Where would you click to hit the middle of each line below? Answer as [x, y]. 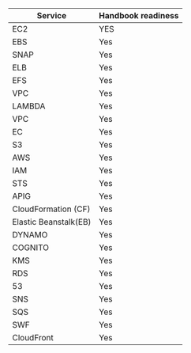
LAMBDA [29, 106]
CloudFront [33, 338]
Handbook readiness [139, 15]
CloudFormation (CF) [51, 209]
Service [52, 15]
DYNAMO [30, 235]
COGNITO [31, 247]
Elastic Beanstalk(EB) [52, 222]
